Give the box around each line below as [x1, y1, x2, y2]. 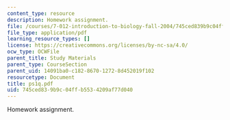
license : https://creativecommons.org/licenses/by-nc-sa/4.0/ [7, 42, 188, 49]
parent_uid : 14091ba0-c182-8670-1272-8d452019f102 [7, 67, 155, 74]
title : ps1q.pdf [7, 80, 53, 87]
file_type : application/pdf [7, 29, 88, 36]
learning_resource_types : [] [7, 36, 90, 43]
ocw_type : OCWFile [7, 49, 60, 56]
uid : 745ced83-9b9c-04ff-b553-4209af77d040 [7, 86, 133, 93]
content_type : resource [7, 10, 75, 17]
